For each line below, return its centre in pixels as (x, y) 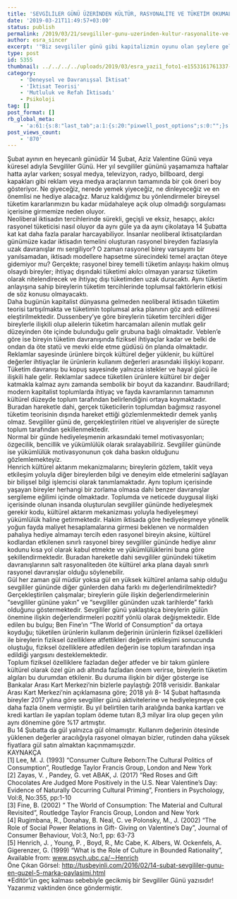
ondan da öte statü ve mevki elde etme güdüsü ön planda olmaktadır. (108, 347)
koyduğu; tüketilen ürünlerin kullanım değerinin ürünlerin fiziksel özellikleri (115, 632)
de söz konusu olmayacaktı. (48, 294)
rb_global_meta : (31, 119)
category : (22, 73)
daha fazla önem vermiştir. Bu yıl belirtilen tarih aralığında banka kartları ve (116, 707)
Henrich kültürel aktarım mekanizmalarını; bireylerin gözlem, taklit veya (110, 467)
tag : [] (19, 106)
